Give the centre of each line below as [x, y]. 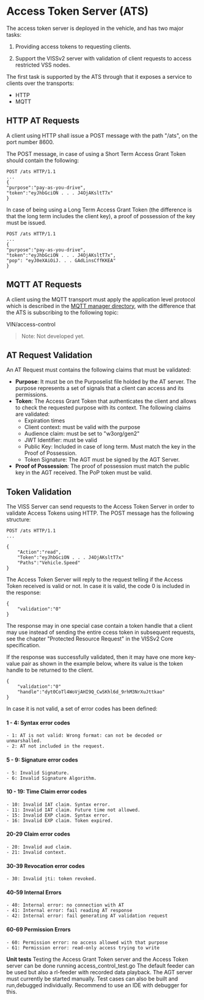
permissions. [31, 395]
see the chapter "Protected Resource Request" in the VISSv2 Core [90, 639]
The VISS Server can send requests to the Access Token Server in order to [100, 507]
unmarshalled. [24, 741]
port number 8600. [30, 142]
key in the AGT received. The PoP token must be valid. [83, 472]
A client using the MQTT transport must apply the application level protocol [101, 299]
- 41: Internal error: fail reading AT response [69, 911]
